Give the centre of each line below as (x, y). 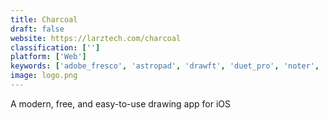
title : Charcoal (44, 19)
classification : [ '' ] (55, 47)
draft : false (37, 29)
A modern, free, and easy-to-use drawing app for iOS (120, 103)
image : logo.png (44, 76)
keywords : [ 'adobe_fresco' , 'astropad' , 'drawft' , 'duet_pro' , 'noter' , (165, 66)
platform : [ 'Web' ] (48, 57)
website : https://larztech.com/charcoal (96, 38)
